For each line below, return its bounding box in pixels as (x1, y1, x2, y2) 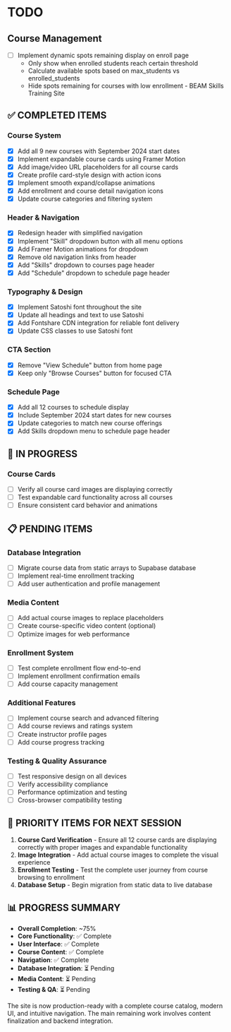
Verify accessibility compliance (17, 780, 108, 788)
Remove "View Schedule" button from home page (17, 361, 163, 369)
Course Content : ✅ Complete (17, 947, 104, 956)
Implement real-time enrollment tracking (17, 571, 135, 580)
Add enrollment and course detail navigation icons (17, 186, 164, 195)
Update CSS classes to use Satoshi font (17, 326, 133, 336)
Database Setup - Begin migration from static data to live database (17, 881, 213, 889)
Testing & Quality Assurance (7, 756, 107, 766)
